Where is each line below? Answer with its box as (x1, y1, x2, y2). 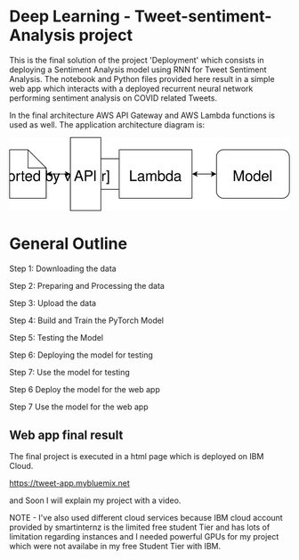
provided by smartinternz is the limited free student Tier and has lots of (9, 522, 271, 532)
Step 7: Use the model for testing (9, 367, 131, 378)
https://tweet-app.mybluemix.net (9, 477, 131, 488)
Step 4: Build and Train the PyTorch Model (9, 315, 165, 326)
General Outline (9, 234, 127, 254)
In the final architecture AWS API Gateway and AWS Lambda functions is (9, 110, 276, 120)
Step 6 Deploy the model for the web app (9, 384, 160, 395)
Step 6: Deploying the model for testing (9, 350, 154, 360)
